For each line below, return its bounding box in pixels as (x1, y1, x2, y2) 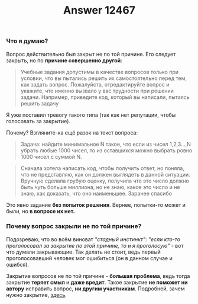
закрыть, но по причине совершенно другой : (6, 57, 122, 64)
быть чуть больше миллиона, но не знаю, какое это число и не (20, 183, 180, 190)
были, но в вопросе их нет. (6, 207, 75, 215)
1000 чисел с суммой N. (20, 153, 82, 160)
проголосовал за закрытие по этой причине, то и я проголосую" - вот (6, 242, 184, 249)
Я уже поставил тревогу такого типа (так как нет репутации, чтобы (6, 111, 176, 119)
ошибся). (6, 261, 30, 268)
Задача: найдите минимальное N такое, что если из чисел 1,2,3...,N (20, 140, 191, 148)
